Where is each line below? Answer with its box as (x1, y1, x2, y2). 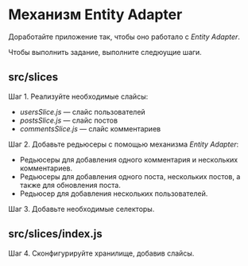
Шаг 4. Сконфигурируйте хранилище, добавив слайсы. (8, 248, 195, 258)
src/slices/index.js (8, 227, 103, 241)
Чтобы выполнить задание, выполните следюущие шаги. (8, 47, 203, 57)
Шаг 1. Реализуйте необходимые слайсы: (8, 92, 149, 101)
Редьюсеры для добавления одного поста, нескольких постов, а (19, 171, 241, 181)
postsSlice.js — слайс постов (19, 115, 118, 125)
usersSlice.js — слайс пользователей (19, 107, 145, 116)
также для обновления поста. (19, 180, 121, 190)
